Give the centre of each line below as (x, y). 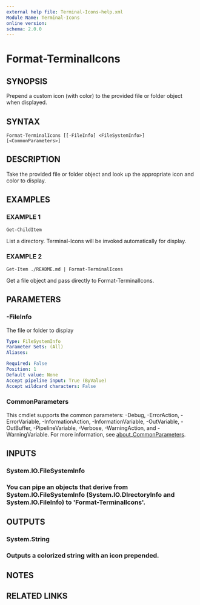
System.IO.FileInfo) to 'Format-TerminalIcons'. (76, 502)
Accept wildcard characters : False (51, 386)
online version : (27, 23)
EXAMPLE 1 (24, 217)
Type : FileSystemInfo (34, 341)
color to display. (26, 181)
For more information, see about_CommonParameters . (118, 434)
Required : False (27, 364)
